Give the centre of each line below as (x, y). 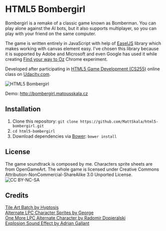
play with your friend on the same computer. (51, 33)
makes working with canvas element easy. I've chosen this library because (82, 48)
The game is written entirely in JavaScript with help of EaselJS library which (83, 43)
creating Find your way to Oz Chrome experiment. (57, 59)
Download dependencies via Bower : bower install (65, 136)
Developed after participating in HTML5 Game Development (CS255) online (83, 69)
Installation (23, 109)
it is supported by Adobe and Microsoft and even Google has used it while (81, 54)
